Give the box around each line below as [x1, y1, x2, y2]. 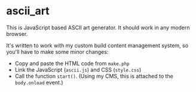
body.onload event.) [14, 79, 64, 86]
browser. [6, 30, 28, 37]
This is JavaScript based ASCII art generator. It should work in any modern [6, 24, 190, 31]
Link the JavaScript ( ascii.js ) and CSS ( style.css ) [14, 66, 142, 73]
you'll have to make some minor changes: [6, 48, 109, 55]
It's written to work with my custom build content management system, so [6, 42, 189, 49]
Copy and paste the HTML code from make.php [14, 60, 130, 67]
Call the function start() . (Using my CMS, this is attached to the [14, 72, 173, 79]
